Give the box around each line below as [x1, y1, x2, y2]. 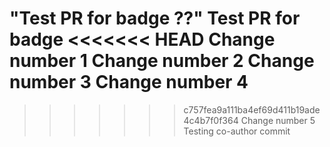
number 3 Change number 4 [9, 71, 249, 94]
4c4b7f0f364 [183, 114, 239, 126]
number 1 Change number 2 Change [9, 50, 315, 72]
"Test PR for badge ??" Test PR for [9, 7, 301, 30]
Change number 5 [240, 114, 316, 126]
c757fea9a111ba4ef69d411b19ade [183, 103, 321, 116]
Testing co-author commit [183, 125, 291, 137]
